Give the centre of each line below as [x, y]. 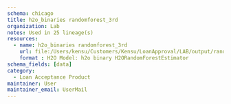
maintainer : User [32, 83]
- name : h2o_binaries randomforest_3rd [70, 45]
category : [21, 70]
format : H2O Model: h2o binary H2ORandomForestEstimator [104, 58]
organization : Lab [33, 26]
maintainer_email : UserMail [47, 90]
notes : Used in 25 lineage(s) [51, 32]
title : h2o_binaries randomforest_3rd [63, 20]
